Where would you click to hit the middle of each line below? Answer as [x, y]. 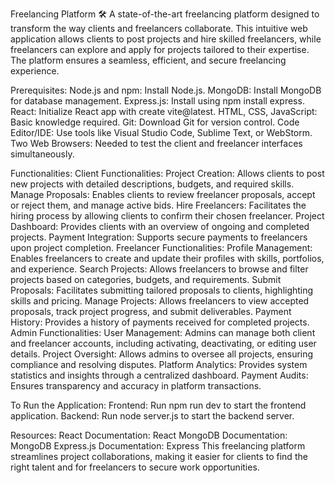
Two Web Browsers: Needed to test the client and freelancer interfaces [156, 143]
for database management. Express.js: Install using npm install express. [157, 101]
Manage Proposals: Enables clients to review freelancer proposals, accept [163, 194]
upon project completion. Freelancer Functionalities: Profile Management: [161, 247]
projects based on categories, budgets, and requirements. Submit [146, 279]
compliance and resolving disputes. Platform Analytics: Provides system [159, 364]
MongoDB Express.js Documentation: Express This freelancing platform [158, 446]
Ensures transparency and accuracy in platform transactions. [136, 386]
